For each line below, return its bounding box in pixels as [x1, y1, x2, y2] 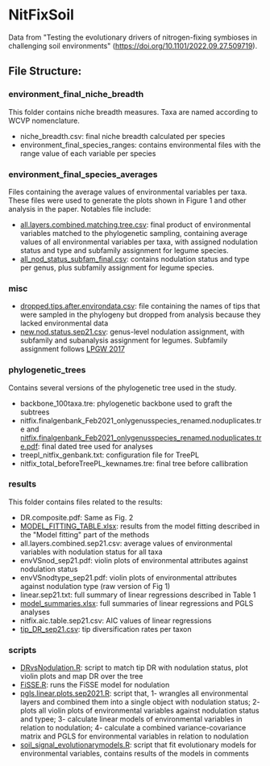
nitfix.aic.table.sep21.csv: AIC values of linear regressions [19, 616, 212, 625]
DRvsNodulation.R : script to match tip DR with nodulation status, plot [19, 663, 248, 672]
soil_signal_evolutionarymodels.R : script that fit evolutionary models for [19, 740, 257, 750]
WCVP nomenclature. [8, 116, 81, 125]
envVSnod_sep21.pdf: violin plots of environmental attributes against [19, 555, 248, 565]
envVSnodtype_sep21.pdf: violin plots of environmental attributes [19, 572, 238, 583]
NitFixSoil [8, 6, 75, 24]
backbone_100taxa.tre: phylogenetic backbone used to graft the [19, 398, 232, 408]
